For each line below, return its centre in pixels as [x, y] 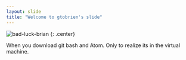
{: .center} [63, 34]
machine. [18, 51]
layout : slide [24, 11]
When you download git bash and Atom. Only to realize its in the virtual [93, 45]
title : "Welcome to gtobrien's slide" [54, 17]
